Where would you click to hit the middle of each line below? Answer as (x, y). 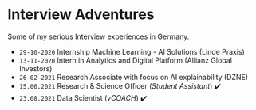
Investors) (35, 68)
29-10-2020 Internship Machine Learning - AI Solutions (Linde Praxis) (132, 51)
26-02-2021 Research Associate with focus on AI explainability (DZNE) (134, 77)
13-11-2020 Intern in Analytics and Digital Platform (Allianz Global (126, 60)
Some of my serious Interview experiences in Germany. (98, 36)
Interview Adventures (81, 15)
